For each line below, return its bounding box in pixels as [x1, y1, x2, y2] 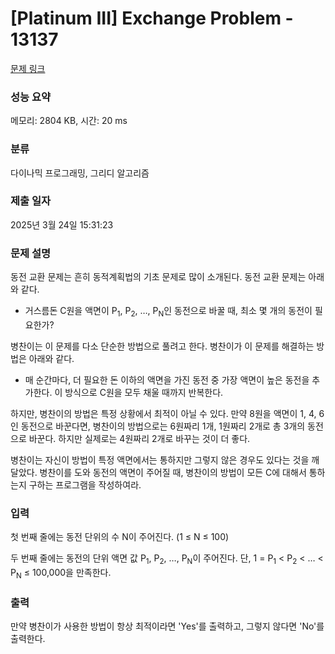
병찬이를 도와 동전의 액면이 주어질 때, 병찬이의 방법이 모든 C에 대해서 [39, 466, 307, 478]
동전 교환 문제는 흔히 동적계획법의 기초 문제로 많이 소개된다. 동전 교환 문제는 [10, 271, 307, 283]
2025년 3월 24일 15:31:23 [10, 218, 114, 231]
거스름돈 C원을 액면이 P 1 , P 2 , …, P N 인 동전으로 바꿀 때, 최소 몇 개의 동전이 [24, 305, 313, 319]
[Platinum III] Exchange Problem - [10, 7, 294, 30]
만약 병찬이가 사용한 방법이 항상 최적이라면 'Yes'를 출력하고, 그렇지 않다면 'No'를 [10, 620, 325, 632]
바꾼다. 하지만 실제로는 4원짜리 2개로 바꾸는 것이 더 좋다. [28, 432, 251, 444]
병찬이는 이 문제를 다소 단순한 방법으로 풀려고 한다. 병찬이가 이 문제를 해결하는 [10, 340, 315, 352]
